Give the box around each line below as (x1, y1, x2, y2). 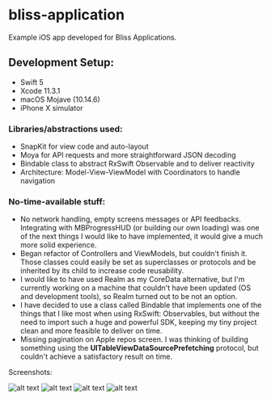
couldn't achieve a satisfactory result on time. (19, 352, 172, 361)
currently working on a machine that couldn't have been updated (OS (19, 283, 252, 293)
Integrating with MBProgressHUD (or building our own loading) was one (19, 223, 260, 233)
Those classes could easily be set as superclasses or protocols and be (19, 257, 256, 267)
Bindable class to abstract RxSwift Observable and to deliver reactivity (19, 159, 255, 169)
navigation (19, 176, 56, 186)
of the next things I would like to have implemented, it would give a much (19, 232, 263, 242)
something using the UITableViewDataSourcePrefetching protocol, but (19, 343, 259, 353)
